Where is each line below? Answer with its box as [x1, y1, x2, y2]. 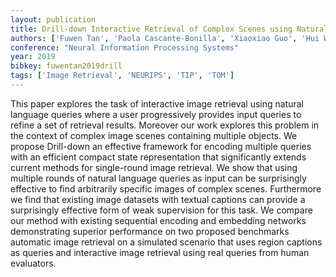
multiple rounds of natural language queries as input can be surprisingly [10, 172, 307, 184]
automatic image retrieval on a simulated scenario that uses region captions [10, 236, 323, 248]
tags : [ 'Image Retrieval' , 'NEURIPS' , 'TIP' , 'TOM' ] [10, 71, 235, 81]
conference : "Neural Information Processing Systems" [10, 42, 240, 53]
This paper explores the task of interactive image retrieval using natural [10, 97, 304, 110]
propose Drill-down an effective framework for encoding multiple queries [10, 140, 312, 152]
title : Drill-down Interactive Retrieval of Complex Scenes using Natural [10, 24, 329, 34]
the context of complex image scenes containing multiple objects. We [10, 129, 298, 141]
